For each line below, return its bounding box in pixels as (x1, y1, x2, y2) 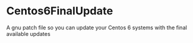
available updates (6, 30, 51, 37)
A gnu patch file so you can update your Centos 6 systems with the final (6, 24, 188, 31)
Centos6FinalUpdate (6, 4, 113, 18)
